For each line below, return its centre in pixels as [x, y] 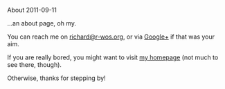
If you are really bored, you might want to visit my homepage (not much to [113, 57]
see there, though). [35, 65]
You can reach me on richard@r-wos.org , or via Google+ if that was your [111, 37]
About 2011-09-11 [32, 10]
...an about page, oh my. [42, 23]
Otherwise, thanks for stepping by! [56, 78]
